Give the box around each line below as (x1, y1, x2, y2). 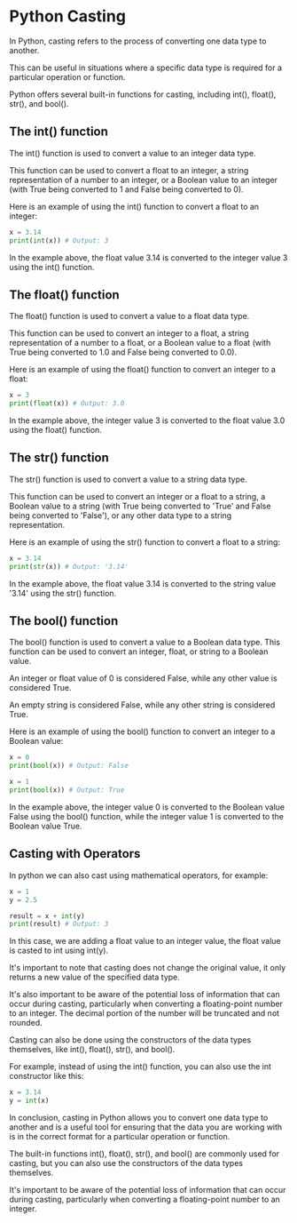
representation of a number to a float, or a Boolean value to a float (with (9, 338, 271, 348)
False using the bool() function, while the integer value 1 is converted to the (9, 811, 284, 821)
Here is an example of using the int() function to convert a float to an (9, 201, 260, 212)
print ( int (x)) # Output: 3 (9, 236, 109, 245)
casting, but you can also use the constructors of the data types (9, 1158, 244, 1168)
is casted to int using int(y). (9, 945, 109, 956)
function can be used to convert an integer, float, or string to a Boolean (9, 646, 269, 657)
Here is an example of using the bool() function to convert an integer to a (9, 726, 276, 737)
